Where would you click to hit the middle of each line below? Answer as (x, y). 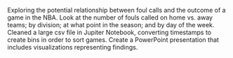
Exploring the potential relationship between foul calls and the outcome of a (116, 10)
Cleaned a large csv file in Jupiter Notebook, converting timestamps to (109, 32)
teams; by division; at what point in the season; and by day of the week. (111, 25)
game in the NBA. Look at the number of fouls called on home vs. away (110, 17)
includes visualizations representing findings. (73, 47)
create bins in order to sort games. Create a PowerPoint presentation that (113, 40)
